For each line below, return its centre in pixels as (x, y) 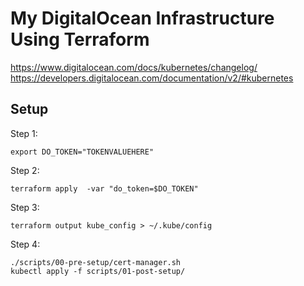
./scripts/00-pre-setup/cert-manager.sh (96, 262)
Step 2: (25, 170)
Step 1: (24, 133)
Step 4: (25, 244)
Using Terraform (80, 39)
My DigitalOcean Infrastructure (142, 18)
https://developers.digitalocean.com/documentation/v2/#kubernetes (152, 78)
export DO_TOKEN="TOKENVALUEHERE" (82, 152)
